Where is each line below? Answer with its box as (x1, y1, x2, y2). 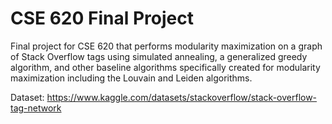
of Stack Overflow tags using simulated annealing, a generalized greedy (10, 50, 308, 62)
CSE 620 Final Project (10, 7, 194, 30)
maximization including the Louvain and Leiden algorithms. (10, 72, 253, 84)
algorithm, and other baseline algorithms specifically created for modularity (10, 61, 321, 73)
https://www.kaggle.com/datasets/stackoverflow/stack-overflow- (46, 91, 318, 103)
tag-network (10, 102, 62, 114)
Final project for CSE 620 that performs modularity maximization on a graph (10, 40, 323, 52)
